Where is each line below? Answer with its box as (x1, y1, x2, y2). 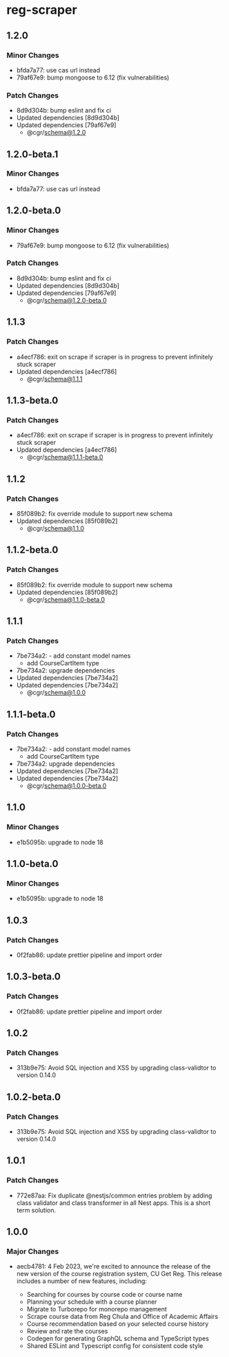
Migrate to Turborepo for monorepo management (26, 1305, 167, 1313)
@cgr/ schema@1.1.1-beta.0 (26, 453, 103, 462)
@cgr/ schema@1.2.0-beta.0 (26, 296, 107, 304)
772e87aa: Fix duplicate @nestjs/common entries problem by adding (16, 1191, 212, 1199)
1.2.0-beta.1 (6, 148, 59, 160)
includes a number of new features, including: (16, 1277, 148, 1285)
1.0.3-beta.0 (6, 971, 61, 983)
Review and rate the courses (26, 1327, 108, 1336)
